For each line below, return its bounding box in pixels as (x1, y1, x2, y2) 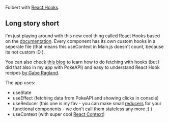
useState (12, 89, 32, 95)
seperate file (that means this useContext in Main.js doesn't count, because (5, 43, 164, 50)
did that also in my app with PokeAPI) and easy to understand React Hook (5, 64, 160, 70)
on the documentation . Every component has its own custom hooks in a (5, 38, 156, 44)
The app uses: (5, 79, 36, 86)
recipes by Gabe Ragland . (5, 69, 60, 76)
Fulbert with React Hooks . (5, 5, 60, 10)
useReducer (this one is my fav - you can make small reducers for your (12, 100, 162, 106)
